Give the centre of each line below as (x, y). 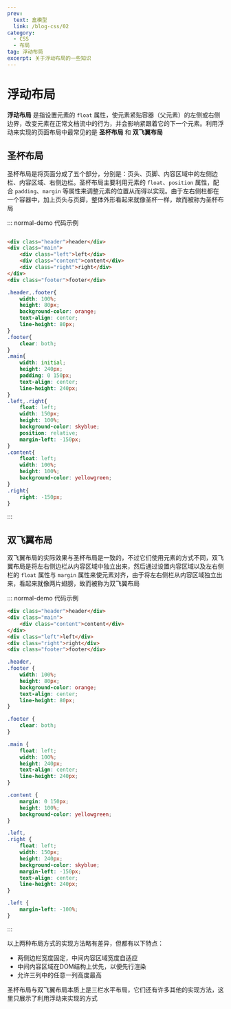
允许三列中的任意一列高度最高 (59, 975)
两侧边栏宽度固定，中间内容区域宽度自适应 (77, 957)
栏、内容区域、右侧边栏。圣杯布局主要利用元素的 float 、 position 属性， (110, 182)
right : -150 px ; (41, 497)
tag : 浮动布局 (25, 52)
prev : (15, 13)
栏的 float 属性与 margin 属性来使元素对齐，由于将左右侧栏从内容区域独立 (112, 575)
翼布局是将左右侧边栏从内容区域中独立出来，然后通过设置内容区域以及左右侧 (115, 566)
